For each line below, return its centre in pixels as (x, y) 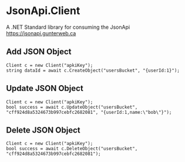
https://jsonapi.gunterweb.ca (41, 33)
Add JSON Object (39, 52)
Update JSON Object (45, 88)
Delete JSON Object (43, 130)
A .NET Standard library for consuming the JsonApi (68, 27)
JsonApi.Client (43, 11)
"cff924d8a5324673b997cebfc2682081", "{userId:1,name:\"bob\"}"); (89, 112)
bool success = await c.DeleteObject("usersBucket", (72, 149)
